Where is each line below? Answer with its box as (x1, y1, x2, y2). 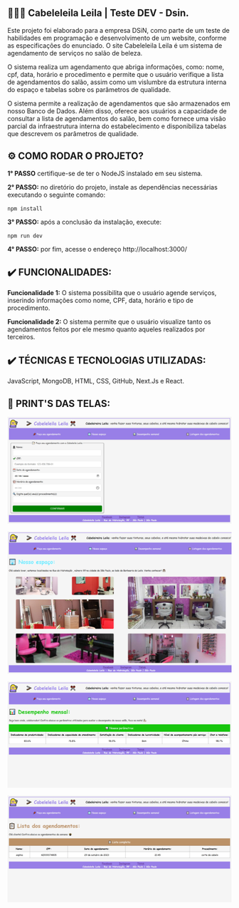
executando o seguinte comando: (7, 190, 106, 199)
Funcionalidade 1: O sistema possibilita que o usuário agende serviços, (7, 289, 217, 297)
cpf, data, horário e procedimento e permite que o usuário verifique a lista (7, 70, 224, 78)
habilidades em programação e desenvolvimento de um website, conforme (7, 33, 227, 42)
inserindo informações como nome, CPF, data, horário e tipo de (7, 296, 193, 305)
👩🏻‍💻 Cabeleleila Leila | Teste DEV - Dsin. (7, 7, 190, 19)
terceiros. (7, 333, 36, 341)
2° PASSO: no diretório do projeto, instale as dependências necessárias (7, 182, 218, 191)
